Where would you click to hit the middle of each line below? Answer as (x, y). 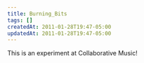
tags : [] (20, 20)
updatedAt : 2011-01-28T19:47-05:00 (59, 33)
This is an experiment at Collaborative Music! (73, 53)
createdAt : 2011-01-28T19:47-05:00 (59, 27)
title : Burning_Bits (38, 14)
